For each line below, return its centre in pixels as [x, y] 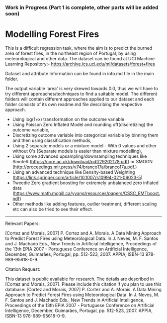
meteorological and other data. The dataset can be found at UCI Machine [80, 58]
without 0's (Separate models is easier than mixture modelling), [77, 151]
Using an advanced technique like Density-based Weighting [74, 172]
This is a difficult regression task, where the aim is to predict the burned [79, 48]
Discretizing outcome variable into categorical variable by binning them [85, 135]
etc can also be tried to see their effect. [53, 209]
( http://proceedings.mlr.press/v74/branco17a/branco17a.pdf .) [75, 167]
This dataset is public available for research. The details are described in [80, 279]
